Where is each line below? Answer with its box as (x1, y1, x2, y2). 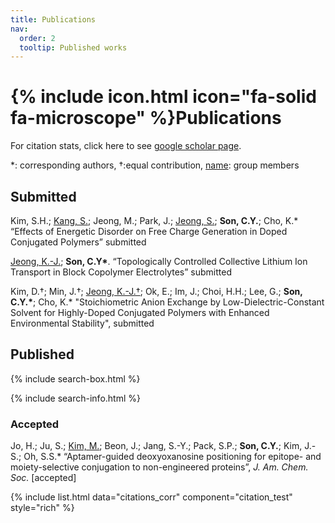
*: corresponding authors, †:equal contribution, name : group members (10, 159, 300, 171)
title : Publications (10, 14, 97, 25)
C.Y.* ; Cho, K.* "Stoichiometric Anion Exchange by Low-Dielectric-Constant (10, 296, 325, 308)
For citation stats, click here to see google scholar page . (10, 140, 242, 152)
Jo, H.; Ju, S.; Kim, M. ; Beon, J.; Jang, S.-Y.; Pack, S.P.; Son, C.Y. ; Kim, (10, 440, 303, 452)
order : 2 (19, 33, 56, 43)
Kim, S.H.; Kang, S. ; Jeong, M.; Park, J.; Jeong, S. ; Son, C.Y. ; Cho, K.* (10, 215, 299, 226)
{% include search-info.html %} (10, 392, 141, 404)
